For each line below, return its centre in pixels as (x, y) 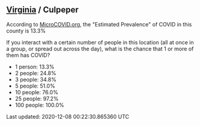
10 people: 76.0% (36, 92)
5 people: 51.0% (35, 86)
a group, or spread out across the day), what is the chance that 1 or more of (100, 49)
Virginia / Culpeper (42, 10)
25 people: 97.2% (37, 98)
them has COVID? (28, 55)
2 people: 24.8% (36, 73)
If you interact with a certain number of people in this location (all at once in (100, 42)
